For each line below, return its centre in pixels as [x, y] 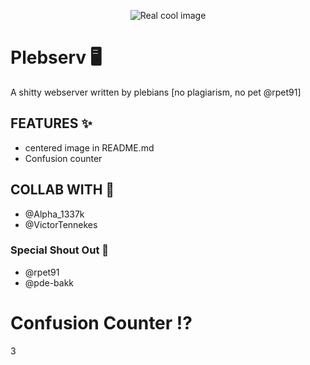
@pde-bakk [49, 282]
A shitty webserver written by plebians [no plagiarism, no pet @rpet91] [156, 92]
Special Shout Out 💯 [60, 250]
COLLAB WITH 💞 [62, 190]
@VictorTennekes [61, 224]
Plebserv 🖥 [56, 57]
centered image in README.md [89, 147]
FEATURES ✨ [51, 123]
